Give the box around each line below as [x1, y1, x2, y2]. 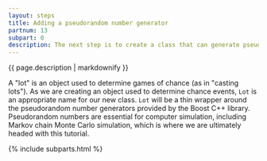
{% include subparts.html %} [8, 144, 103, 154]
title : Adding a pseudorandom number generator [8, 19, 169, 27]
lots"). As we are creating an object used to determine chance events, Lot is [8, 86, 257, 96]
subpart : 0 [8, 33, 44, 42]
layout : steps [8, 11, 56, 20]
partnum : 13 [8, 26, 48, 34]
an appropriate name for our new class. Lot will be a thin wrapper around [8, 95, 248, 105]
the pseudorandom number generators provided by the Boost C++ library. [8, 104, 250, 113]
